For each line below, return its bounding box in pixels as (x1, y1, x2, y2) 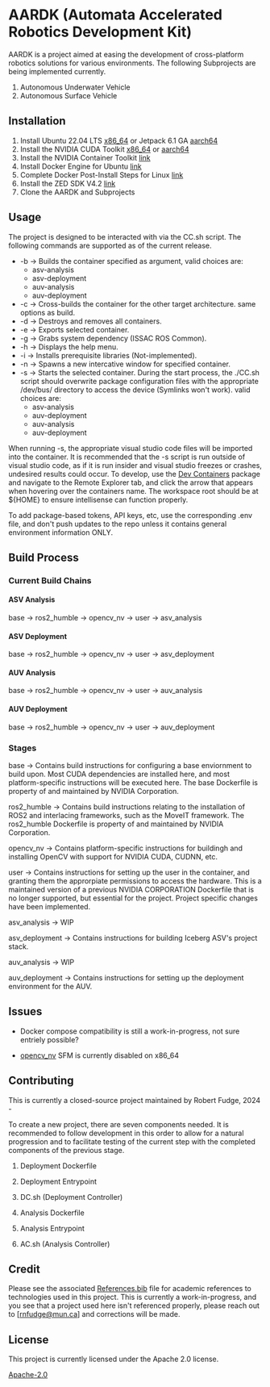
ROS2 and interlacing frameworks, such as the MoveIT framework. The (8, 810, 244, 820)
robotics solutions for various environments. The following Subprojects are (8, 58, 256, 68)
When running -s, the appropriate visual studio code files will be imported (8, 443, 253, 453)
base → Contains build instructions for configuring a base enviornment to (8, 760, 252, 770)
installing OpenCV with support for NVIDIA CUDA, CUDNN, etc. (8, 851, 218, 861)
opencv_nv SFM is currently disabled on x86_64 (19, 1051, 180, 1060)
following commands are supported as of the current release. (8, 240, 212, 250)
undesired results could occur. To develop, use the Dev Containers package (8, 469, 260, 478)
